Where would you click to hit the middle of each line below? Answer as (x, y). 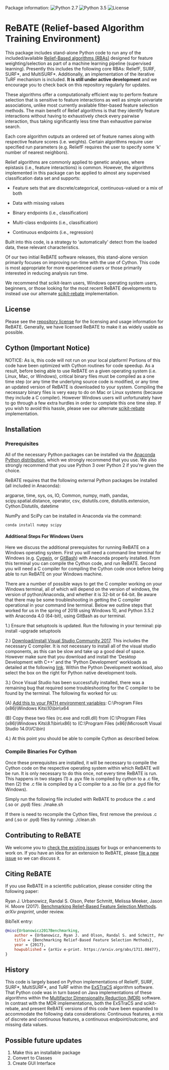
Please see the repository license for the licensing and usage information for (84, 321)
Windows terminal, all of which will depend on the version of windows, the (82, 589)
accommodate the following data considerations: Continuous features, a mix (84, 1014)
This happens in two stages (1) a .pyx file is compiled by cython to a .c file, (82, 778)
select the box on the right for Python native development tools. (71, 673)
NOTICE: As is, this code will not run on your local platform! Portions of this (83, 360)
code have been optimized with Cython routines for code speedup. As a (80, 365)
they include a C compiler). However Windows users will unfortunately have (84, 397)
